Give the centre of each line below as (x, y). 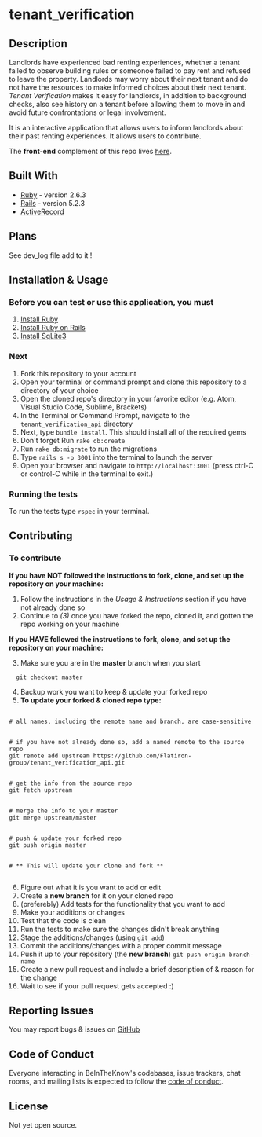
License (29, 1106)
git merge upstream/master (53, 818)
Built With (33, 176)
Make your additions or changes (72, 912)
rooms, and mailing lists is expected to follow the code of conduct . (116, 1081)
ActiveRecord (42, 211)
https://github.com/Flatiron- (142, 756)
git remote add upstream (49, 756)
